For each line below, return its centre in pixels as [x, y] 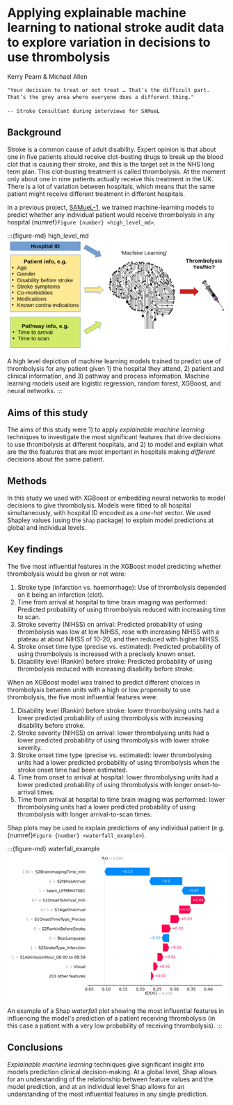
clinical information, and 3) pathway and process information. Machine [109, 376]
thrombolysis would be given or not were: [67, 574]
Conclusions [35, 1047]
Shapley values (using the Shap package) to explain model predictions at [111, 520]
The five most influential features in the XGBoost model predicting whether [114, 566]
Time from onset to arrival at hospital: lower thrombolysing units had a [118, 777]
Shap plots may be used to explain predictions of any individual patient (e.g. [116, 828]
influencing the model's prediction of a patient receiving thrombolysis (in [111, 1018]
